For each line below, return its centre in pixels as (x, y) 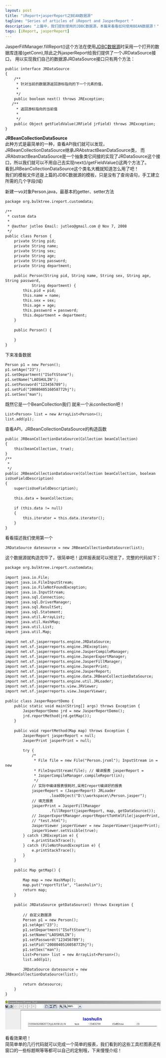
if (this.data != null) (39, 508)
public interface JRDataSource (37, 69)
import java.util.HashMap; (33, 622)
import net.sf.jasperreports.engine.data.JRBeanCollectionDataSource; (79, 677)
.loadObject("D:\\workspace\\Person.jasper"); (98, 796)
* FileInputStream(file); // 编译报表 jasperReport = (89, 771)
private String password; (41, 261)
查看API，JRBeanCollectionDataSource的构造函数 (56, 429)
